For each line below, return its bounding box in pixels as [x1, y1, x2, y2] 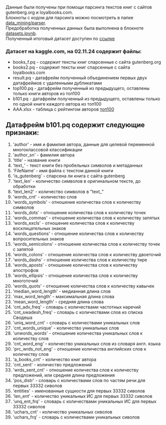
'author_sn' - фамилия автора [12, 152, 75, 158]
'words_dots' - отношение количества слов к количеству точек [12, 210, 146, 216]
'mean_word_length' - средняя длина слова [12, 299, 104, 305]
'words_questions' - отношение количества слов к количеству [12, 231, 144, 236]
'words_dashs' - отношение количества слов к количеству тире [12, 257, 148, 263]
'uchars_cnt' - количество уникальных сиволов [12, 409, 113, 415]
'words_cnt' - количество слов [12, 194, 77, 200]
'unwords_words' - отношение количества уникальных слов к [12, 330, 143, 336]
